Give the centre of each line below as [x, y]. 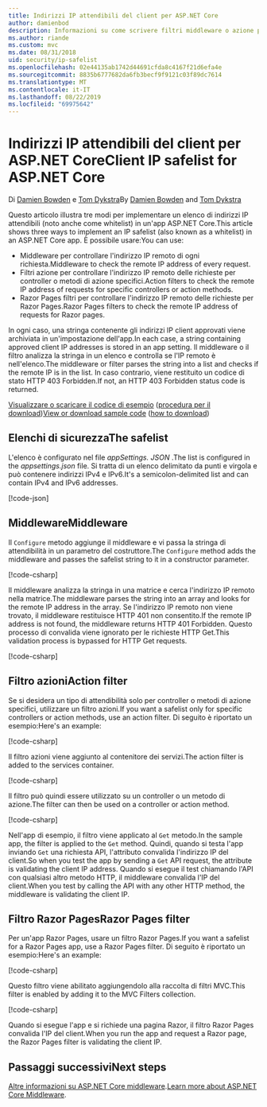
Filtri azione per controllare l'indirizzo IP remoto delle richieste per [128, 273]
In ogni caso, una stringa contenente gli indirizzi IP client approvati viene [127, 330]
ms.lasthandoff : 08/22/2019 [55, 97]
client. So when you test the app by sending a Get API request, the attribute [130, 860]
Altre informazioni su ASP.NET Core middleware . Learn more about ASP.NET [132, 1086]
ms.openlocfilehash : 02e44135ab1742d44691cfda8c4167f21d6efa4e [115, 68]
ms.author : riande [39, 38]
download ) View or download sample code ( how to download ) [109, 414]
